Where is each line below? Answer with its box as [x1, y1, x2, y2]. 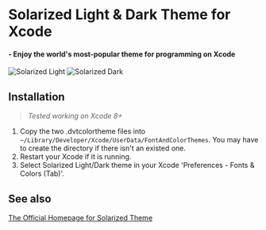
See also [8, 192, 52, 205]
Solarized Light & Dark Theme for [8, 6, 231, 24]
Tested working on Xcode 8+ [27, 111, 123, 121]
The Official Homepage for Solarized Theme [8, 213, 153, 223]
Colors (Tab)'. [19, 169, 65, 178]
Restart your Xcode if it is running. [19, 152, 132, 162]
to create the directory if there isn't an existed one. [19, 143, 187, 153]
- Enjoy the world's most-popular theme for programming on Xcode [8, 49, 236, 59]
